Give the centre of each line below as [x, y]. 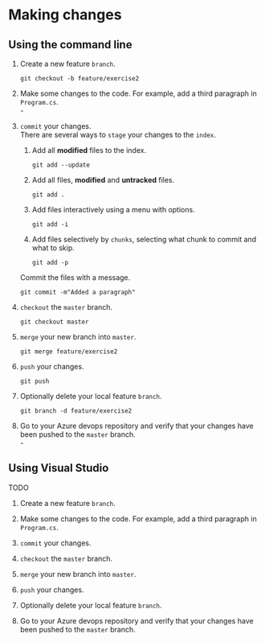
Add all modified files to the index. [89, 150]
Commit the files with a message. [75, 278]
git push [35, 381]
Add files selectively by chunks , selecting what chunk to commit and [144, 239]
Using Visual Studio [59, 468]
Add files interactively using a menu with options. [113, 210]
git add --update [61, 165]
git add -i [50, 224]
